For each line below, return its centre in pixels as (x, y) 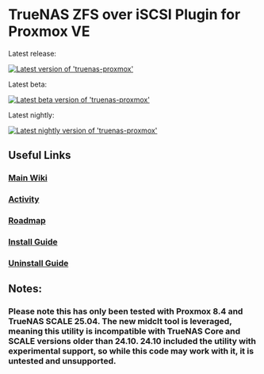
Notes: (25, 289)
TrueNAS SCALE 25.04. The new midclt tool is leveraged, (120, 322)
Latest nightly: (31, 115)
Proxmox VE (49, 31)
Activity (24, 199)
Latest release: (33, 53)
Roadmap (27, 221)
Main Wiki (28, 178)
